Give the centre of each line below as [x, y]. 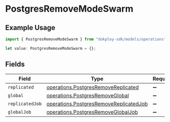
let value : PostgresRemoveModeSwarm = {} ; [51, 48]
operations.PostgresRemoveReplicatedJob [97, 104]
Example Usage [30, 28]
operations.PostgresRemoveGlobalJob [92, 112]
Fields [15, 64]
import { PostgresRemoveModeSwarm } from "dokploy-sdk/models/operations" [86, 39]
